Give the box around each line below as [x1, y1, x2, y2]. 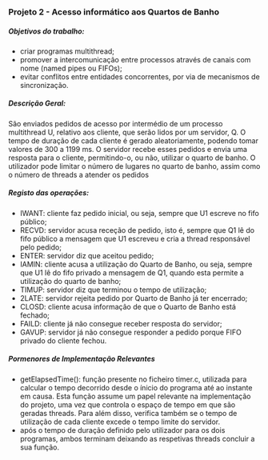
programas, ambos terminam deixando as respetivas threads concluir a [19, 434, 255, 443]
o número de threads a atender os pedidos [8, 170, 150, 179]
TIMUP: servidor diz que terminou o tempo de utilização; [19, 285, 207, 294]
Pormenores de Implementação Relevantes [8, 354, 156, 364]
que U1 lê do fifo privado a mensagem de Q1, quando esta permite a [19, 267, 244, 278]
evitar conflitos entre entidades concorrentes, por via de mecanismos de [19, 71, 260, 82]
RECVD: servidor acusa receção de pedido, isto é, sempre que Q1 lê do [19, 225, 254, 234]
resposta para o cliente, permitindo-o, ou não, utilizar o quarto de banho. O [8, 153, 256, 162]
